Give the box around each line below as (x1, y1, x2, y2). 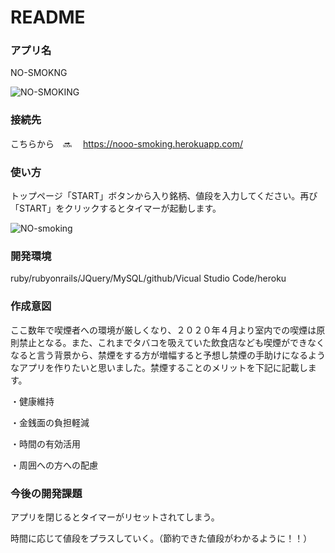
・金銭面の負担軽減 (10, 416, 90, 428)
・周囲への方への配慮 (10, 459, 98, 471)
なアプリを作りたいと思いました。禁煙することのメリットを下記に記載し (10, 361, 308, 373)
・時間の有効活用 (10, 437, 81, 450)
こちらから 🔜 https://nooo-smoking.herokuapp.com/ (10, 137, 243, 150)
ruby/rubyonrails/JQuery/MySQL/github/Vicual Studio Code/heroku (10, 272, 287, 285)
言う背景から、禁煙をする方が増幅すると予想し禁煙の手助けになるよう (36, 349, 326, 361)
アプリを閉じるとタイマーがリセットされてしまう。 (10, 511, 220, 523)
